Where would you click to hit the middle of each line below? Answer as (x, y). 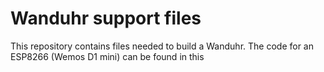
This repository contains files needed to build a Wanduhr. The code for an (162, 46)
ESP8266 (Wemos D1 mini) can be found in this (107, 56)
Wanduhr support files (106, 18)
